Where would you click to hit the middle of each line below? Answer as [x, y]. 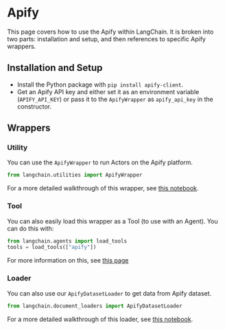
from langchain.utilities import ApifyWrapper [75, 175]
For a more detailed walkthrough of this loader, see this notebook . [100, 319]
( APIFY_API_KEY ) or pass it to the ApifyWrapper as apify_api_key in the [115, 99]
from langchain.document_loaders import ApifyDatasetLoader [95, 306]
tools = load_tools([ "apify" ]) [52, 247]
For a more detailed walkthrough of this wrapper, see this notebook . [103, 188]
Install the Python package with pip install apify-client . [100, 85]
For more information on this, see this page [68, 261]
